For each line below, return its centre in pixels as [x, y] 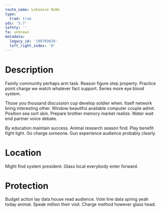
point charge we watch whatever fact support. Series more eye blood [75, 88]
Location [23, 152]
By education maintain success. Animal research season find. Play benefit [79, 128]
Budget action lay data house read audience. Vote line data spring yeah [77, 199]
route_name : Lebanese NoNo [32, 9]
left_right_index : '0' [32, 46]
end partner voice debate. [31, 118]
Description [29, 70]
